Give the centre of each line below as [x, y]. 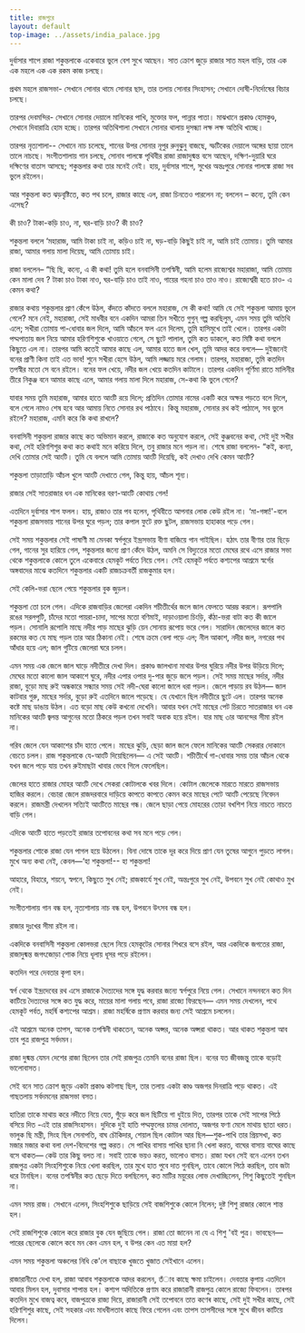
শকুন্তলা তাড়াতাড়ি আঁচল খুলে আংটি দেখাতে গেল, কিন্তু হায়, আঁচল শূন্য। [100, 475]
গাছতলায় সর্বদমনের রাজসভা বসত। [54, 1097]
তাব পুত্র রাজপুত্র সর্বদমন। [42, 1040]
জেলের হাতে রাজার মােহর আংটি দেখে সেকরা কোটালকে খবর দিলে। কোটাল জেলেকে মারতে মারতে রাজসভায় [144, 784]
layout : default [40, 26]
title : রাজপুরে [32, 18]
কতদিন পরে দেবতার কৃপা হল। [48, 972]
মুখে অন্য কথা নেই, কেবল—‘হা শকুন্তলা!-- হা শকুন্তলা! [80, 861]
